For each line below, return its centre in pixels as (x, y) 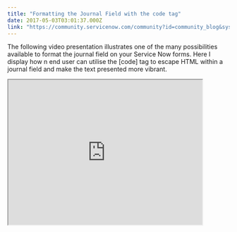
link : (15, 27)
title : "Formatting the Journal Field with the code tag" (94, 14)
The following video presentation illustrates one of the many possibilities (113, 47)
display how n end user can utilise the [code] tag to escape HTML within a (115, 62)
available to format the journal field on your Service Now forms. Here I (109, 54)
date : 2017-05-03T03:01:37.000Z (55, 20)
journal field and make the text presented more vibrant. (87, 69)
